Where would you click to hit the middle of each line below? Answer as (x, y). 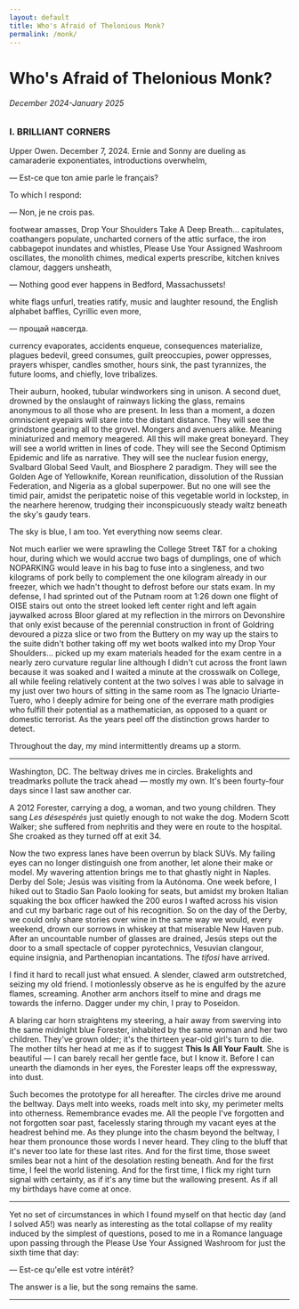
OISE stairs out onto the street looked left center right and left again (133, 606)
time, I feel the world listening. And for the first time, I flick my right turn (140, 1170)
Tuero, (21, 701)
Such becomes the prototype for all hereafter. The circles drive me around (145, 1094)
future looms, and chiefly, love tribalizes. (84, 374)
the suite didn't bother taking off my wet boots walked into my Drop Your (142, 644)
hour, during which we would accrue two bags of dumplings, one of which (145, 558)
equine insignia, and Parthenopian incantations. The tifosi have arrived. (139, 957)
